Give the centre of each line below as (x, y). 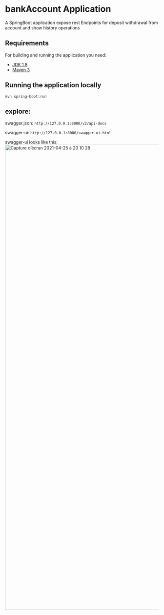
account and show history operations (42, 27)
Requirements (27, 43)
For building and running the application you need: (56, 55)
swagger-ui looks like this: (31, 142)
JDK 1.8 (20, 64)
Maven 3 (21, 70)
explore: (18, 111)
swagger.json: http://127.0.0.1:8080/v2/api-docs (56, 123)
